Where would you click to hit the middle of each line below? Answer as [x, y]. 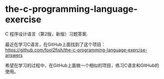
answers [14, 55]
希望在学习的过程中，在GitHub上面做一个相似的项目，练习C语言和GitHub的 [82, 65]
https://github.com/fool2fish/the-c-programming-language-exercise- [76, 50]
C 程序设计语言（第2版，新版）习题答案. [47, 34]
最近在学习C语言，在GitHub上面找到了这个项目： [55, 44]
